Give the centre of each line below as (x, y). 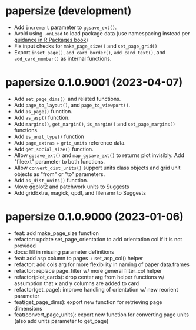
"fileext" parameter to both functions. (59, 161)
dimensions (28, 308)
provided (25, 246)
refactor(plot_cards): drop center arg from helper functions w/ (89, 277)
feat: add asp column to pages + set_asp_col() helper (79, 258)
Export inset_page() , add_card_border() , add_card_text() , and (90, 52)
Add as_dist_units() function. (51, 180)
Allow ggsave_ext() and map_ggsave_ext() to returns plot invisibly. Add (99, 155)
